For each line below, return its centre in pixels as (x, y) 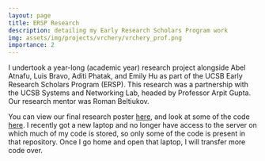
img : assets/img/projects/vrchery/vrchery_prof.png (95, 38)
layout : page (30, 15)
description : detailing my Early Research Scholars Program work (118, 30)
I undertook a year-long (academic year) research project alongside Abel (127, 67)
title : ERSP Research (44, 23)
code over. (26, 151)
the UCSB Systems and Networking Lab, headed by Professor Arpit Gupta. (130, 93)
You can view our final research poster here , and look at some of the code (129, 117)
